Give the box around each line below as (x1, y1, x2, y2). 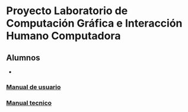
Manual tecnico (6, 98, 52, 107)
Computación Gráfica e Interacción (6, 17, 183, 30)
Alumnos (6, 52, 40, 62)
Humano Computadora (6, 29, 121, 42)
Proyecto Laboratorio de (6, 4, 128, 18)
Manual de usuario (6, 83, 61, 91)
